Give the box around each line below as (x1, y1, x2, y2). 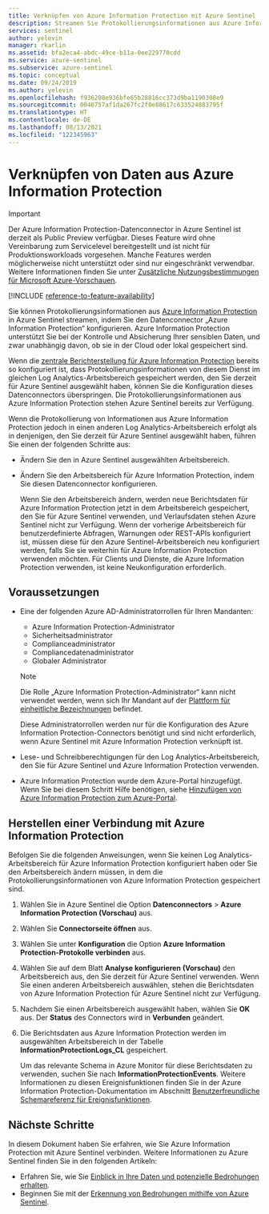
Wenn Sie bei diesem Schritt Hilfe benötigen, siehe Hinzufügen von (19, 785, 242, 795)
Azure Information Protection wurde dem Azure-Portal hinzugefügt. (19, 776, 243, 786)
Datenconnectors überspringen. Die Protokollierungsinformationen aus (8, 390, 242, 399)
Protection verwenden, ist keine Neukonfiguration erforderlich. (19, 562, 227, 572)
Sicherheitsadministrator (31, 631, 114, 640)
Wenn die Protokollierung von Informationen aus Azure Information (8, 414, 229, 423)
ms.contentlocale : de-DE (8, 116, 91, 124)
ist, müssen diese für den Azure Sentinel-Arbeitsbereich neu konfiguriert (19, 537, 260, 547)
